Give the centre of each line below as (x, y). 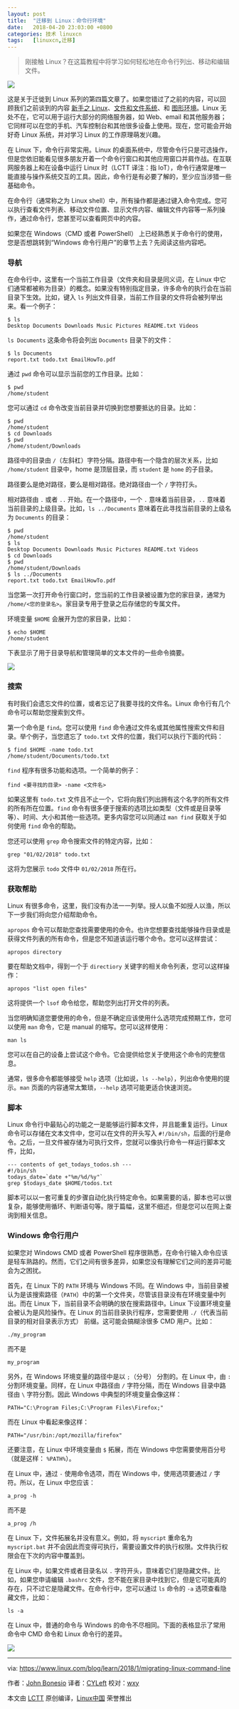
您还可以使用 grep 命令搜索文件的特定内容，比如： (81, 841)
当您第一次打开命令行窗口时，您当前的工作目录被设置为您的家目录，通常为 (116, 595)
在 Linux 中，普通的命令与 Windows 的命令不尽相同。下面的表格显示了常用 (117, 1625)
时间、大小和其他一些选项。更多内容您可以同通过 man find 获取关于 (121, 817)
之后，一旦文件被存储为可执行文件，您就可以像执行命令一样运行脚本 (119, 1142)
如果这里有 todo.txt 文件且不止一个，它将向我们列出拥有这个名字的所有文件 (118, 799)
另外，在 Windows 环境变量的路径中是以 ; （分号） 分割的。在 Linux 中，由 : (119, 1376)
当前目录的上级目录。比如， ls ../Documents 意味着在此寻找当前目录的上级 (116, 508)
